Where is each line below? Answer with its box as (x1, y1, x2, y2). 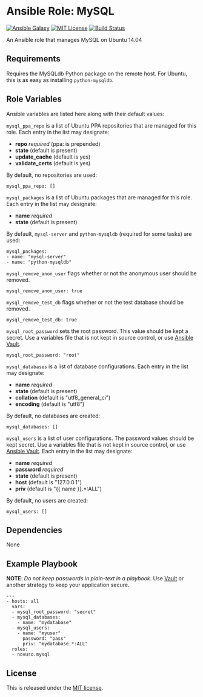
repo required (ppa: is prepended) (15, 140, 101, 147)
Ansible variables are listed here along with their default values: (6, 110, 165, 117)
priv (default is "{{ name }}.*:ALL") (15, 485, 102, 492)
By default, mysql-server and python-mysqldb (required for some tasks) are (6, 230, 192, 238)
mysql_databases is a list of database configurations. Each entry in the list (6, 363, 189, 370)
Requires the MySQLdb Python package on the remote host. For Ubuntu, (6, 70, 188, 77)
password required (15, 465, 64, 473)
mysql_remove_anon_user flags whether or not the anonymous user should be (6, 269, 197, 277)
